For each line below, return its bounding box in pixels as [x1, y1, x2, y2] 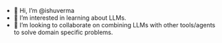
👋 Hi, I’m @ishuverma [13, 7, 75, 14]
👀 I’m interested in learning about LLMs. [13, 14, 126, 22]
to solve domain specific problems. [13, 28, 113, 36]
